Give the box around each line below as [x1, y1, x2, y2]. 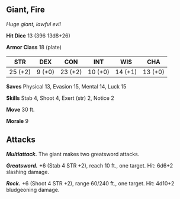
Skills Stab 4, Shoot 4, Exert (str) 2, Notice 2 [6, 94, 114, 102]
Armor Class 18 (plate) [6, 43, 62, 50]
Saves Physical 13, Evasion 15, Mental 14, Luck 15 [6, 83, 127, 90]
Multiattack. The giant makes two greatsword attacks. [6, 150, 140, 157]
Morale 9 [6, 117, 29, 124]
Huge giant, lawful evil [6, 20, 61, 27]
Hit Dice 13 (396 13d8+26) [6, 32, 71, 39]
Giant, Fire [6, 5, 46, 15]
